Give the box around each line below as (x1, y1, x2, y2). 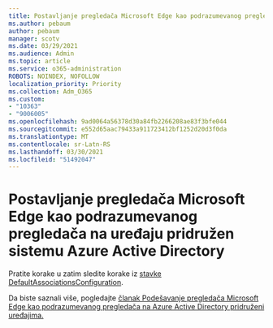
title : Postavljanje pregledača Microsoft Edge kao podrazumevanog (8, 11, 242, 20)
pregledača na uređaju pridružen (8, 225, 235, 244)
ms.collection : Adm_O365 (8, 87, 93, 96)
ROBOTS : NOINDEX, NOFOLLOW (8, 72, 100, 80)
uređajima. (8, 310, 44, 321)
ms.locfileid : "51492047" (8, 155, 96, 163)
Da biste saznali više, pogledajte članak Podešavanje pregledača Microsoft (8, 293, 259, 303)
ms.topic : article (8, 58, 71, 66)
